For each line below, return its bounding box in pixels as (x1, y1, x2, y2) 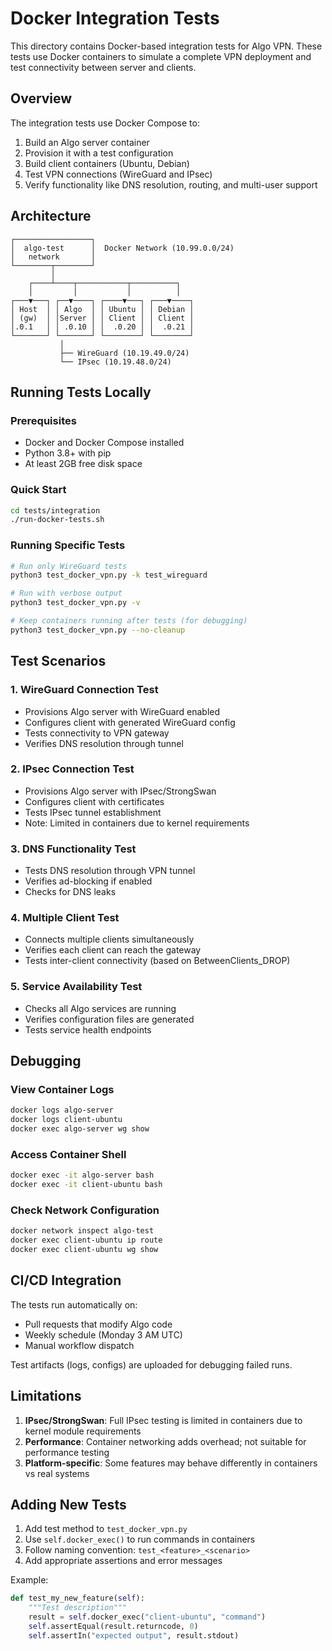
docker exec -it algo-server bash (10, 1170, 155, 1181)
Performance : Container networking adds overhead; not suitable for (24, 1435, 307, 1447)
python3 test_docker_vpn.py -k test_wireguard (10, 570, 208, 581)
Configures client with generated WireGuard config (24, 716, 236, 728)
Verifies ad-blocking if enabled (24, 875, 153, 887)
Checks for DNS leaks (24, 886, 117, 898)
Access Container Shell (10, 1147, 127, 1161)
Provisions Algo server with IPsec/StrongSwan (24, 785, 217, 797)
